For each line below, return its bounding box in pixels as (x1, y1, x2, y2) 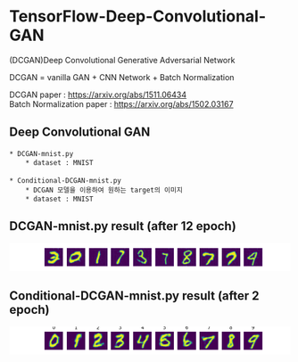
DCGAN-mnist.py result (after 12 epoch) (9, 218, 236, 234)
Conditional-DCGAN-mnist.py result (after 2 (9, 288, 261, 304)
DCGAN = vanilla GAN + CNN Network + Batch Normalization (9, 71, 235, 82)
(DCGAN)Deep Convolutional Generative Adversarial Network (9, 54, 236, 65)
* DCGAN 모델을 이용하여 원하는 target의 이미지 (25, 185, 183, 194)
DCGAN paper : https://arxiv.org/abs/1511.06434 (9, 89, 187, 100)
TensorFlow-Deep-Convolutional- (9, 6, 267, 27)
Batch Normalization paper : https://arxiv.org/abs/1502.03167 (9, 98, 234, 109)
